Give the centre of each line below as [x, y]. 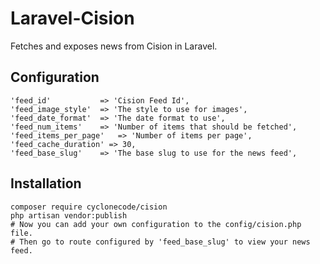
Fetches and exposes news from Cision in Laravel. [114, 46]
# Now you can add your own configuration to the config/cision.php [156, 224]
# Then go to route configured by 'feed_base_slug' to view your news [160, 242]
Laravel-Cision [72, 18]
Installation [46, 183]
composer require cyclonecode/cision [89, 207]
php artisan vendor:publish [69, 215]
